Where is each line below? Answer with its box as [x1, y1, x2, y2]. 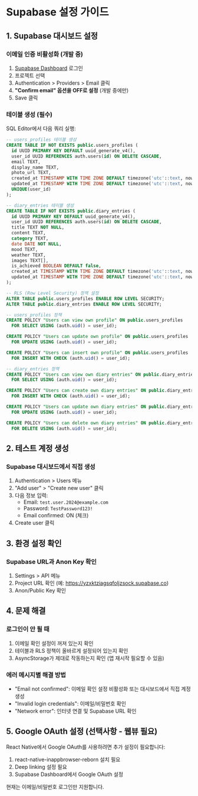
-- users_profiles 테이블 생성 [6, 137, 77, 143]
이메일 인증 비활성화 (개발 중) [6, 50, 84, 58]
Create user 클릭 [14, 519, 55, 527]
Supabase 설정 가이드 [6, 5, 109, 19]
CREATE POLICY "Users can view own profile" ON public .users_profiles [6, 317, 183, 323]
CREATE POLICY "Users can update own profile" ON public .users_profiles [6, 334, 189, 340]
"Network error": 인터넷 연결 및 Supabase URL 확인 [14, 707, 137, 714]
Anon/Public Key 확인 [14, 586, 67, 594]
